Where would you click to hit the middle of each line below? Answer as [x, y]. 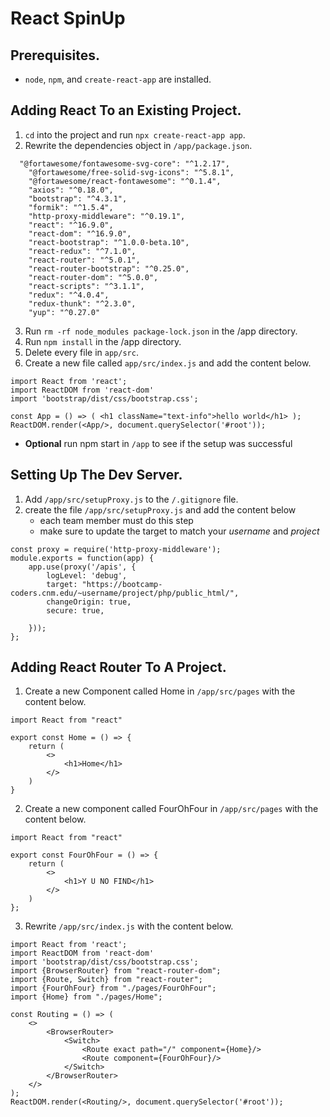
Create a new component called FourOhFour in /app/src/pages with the [171, 809]
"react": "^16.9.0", [71, 225]
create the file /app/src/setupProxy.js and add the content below [160, 509]
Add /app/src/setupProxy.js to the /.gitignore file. [131, 499]
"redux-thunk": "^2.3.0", [82, 303]
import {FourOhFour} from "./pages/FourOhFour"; [113, 988]
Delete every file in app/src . [81, 352]
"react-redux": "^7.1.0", [82, 251]
